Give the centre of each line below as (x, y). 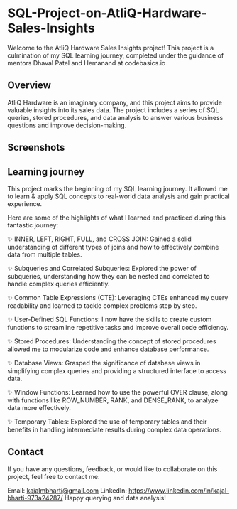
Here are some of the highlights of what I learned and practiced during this (116, 218)
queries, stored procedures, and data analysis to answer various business (115, 117)
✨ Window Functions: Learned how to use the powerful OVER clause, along (118, 392)
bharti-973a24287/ (35, 498)
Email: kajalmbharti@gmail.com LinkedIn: (67, 490)
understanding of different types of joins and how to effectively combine (113, 247)
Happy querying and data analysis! (115, 498)
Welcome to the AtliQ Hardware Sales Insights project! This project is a (111, 48)
